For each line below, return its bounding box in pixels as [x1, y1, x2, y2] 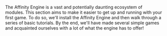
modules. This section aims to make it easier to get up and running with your [5, 9, 162, 15]
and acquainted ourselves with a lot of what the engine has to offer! [5, 25, 144, 31]
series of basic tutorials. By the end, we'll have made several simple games [5, 20, 160, 26]
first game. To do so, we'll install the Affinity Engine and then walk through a [5, 15, 162, 20]
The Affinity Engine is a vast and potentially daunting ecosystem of [5, 4, 143, 10]
